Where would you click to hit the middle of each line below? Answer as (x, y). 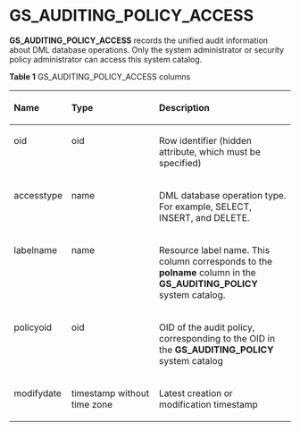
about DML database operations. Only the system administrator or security (146, 49)
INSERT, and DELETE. (204, 217)
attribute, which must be (210, 151)
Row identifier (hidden (206, 140)
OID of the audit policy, (207, 327)
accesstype (38, 195)
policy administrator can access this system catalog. (106, 59)
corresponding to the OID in (217, 338)
